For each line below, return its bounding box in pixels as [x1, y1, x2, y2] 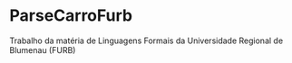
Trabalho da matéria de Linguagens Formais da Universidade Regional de [9, 35, 284, 46]
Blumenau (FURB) [9, 44, 76, 55]
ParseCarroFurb [9, 5, 133, 26]
